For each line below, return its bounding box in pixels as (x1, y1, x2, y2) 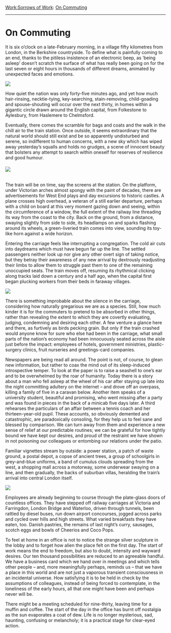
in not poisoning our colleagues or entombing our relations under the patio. (5, 438, 163, 444)
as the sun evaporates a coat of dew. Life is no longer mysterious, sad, (5, 612, 154, 618)
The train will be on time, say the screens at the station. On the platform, (5, 182, 157, 188)
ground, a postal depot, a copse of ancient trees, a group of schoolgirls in (5, 453, 160, 459)
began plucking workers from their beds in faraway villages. (5, 278, 131, 285)
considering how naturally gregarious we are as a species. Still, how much (5, 303, 161, 309)
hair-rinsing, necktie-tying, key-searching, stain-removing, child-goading (5, 95, 159, 102)
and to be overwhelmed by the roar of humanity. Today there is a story (5, 373, 153, 379)
